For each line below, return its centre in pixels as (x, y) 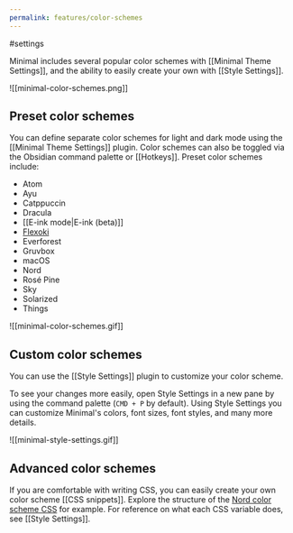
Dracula (37, 213)
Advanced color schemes (82, 469)
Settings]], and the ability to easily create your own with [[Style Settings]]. (146, 70)
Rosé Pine (41, 280)
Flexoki (36, 232)
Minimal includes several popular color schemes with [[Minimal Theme (141, 60)
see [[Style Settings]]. (50, 519)
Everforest (41, 242)
